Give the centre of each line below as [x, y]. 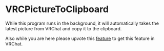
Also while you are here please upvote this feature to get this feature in [80, 38]
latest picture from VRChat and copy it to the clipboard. [64, 28]
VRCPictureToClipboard [57, 9]
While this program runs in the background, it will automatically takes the [82, 23]
